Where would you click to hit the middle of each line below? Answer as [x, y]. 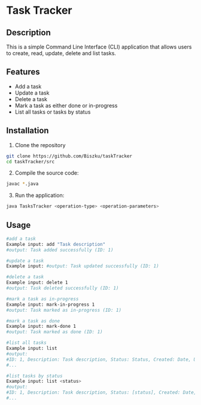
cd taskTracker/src [31, 162]
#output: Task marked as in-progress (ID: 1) [64, 310]
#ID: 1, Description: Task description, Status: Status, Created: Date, [99, 360]
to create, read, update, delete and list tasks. [61, 53]
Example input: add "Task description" [56, 244]
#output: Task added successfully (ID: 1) [60, 250]
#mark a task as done [33, 321]
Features [23, 72]
